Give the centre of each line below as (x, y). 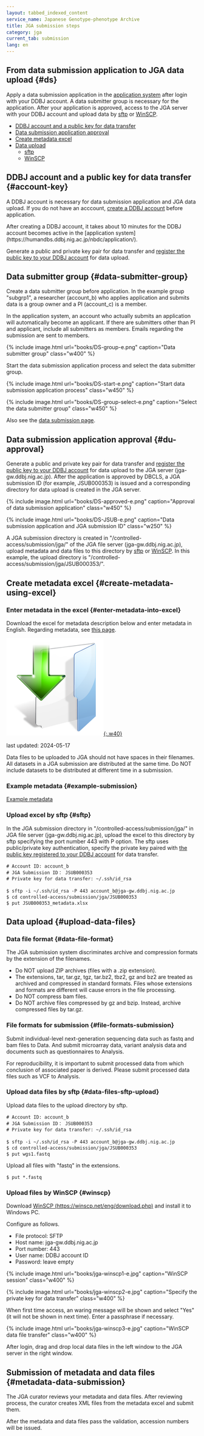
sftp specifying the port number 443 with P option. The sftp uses (87, 841)
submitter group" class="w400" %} (51, 354)
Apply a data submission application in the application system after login (97, 94)
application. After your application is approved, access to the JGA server (97, 107)
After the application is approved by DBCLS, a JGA (117, 477)
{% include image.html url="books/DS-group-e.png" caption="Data (91, 347)
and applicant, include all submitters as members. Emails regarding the (95, 329)
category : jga (24, 32)
